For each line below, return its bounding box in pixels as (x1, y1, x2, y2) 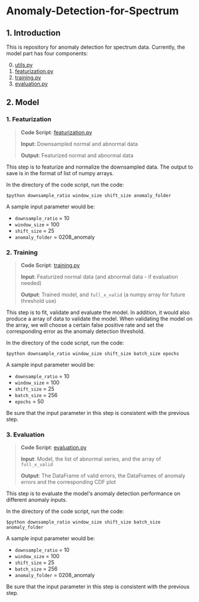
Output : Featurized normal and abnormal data (20, 151, 134, 159)
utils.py (14, 61, 33, 68)
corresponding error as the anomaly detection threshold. (6, 328, 145, 335)
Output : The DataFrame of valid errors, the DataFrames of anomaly (20, 472, 186, 479)
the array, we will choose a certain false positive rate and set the (6, 321, 164, 328)
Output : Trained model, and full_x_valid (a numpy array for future (20, 291, 185, 298)
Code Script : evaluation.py (20, 444, 87, 451)
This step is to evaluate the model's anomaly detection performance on (6, 490, 181, 497)
